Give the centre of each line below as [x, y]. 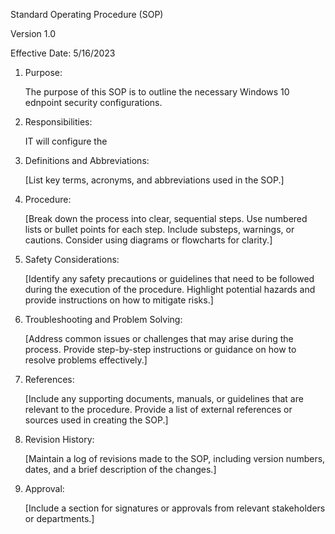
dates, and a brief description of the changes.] [120, 469]
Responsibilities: [58, 122]
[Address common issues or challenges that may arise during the [159, 338]
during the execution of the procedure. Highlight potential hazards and [170, 289]
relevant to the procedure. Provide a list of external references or [158, 409]
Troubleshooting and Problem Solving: [103, 319]
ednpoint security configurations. [93, 102]
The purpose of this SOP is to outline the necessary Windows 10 [157, 92]
